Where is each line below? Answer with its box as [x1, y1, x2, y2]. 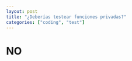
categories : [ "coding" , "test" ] [6, 19, 85, 25]
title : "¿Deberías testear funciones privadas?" [6, 14, 127, 20]
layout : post [6, 8, 38, 15]
